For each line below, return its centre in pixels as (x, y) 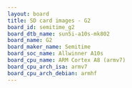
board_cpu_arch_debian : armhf (52, 73)
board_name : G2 (30, 40)
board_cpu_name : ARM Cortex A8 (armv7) (67, 60)
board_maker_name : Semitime (49, 47)
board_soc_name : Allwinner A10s (55, 54)
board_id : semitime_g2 (41, 27)
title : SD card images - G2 (49, 21)
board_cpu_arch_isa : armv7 (47, 67)
